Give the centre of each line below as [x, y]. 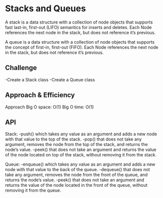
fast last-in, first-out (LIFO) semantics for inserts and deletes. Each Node [78, 27]
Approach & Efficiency [40, 95]
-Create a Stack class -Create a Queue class [50, 79]
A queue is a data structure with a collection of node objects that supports [80, 42]
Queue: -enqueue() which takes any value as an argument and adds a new [80, 164]
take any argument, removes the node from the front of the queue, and [76, 175]
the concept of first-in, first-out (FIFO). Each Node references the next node [82, 47]
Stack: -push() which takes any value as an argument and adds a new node [81, 134]
